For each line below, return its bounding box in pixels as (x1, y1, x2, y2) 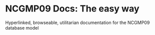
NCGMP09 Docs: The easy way (5, 3, 140, 14)
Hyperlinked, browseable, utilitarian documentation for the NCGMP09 (5, 19, 150, 25)
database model (5, 24, 39, 30)
